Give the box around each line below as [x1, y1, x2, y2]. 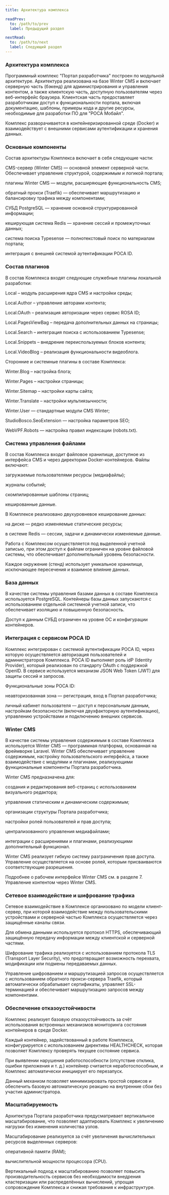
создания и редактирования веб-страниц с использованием [5, 784, 137, 790]
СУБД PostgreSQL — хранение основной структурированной [5, 205, 138, 211]
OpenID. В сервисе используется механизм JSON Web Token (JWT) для [5, 668, 160, 674]
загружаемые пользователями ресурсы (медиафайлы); [5, 472, 126, 478]
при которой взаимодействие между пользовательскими [23, 909, 148, 915]
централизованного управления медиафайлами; [5, 828, 110, 834]
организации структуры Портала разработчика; [5, 808, 109, 815]
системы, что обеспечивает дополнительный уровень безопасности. [5, 551, 155, 557]
